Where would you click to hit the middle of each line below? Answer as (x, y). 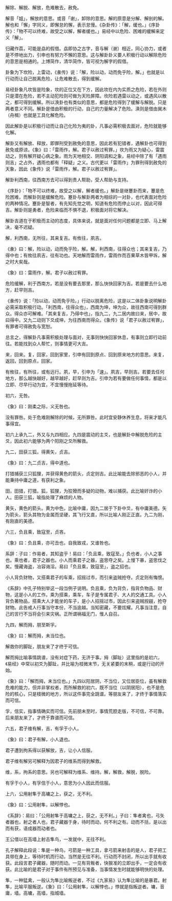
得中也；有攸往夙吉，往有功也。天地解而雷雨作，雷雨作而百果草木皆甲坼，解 (86, 255)
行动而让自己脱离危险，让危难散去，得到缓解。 (55, 79)
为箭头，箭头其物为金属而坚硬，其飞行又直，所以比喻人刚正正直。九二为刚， (86, 515)
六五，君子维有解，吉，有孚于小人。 (44, 728)
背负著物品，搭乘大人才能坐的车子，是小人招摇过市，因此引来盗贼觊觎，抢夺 (86, 601)
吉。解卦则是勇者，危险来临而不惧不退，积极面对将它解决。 (68, 210)
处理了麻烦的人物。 (66, 497)
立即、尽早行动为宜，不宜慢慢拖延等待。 (48, 385)
